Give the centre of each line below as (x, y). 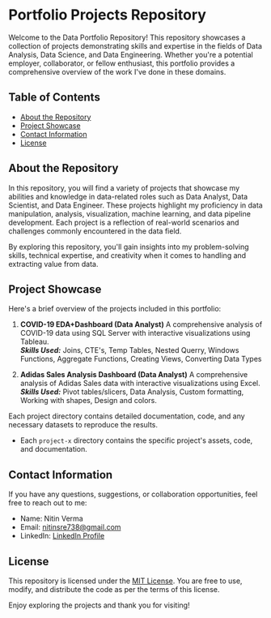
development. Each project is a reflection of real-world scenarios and (124, 222)
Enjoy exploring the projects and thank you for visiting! (99, 605)
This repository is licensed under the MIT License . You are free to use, (125, 581)
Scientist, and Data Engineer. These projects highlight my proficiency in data (135, 205)
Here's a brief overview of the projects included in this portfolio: (115, 309)
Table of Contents (55, 98)
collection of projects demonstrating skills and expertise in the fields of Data (135, 45)
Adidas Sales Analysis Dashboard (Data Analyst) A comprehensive (134, 375)
